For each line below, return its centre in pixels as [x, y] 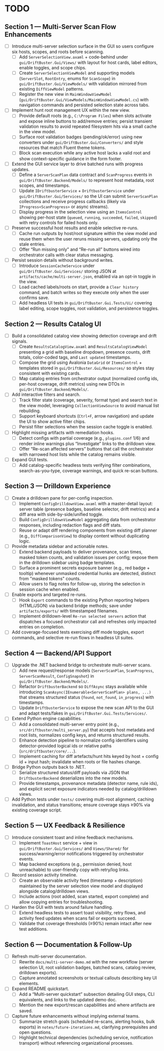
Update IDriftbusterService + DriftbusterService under [77, 190]
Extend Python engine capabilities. [47, 719]
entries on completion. [42, 627]
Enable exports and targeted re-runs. [49, 595]
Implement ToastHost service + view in [58, 843]
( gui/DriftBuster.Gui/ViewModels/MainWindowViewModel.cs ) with [84, 100]
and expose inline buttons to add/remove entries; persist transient [86, 121]
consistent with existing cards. [50, 373]
